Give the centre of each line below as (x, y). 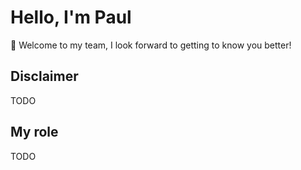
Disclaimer (44, 76)
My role (34, 132)
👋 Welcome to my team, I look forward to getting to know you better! (151, 45)
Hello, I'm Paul (71, 17)
